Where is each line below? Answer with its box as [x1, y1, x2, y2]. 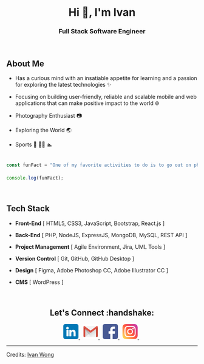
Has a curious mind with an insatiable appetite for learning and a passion [15, 75, 197, 82]
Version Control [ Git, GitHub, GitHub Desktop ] [15, 255, 135, 262]
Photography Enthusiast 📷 [15, 112, 83, 120]
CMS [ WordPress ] [15, 278, 64, 286]
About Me [6, 58, 44, 69]
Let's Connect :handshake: [49, 308, 155, 318]
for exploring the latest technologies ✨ [15, 81, 112, 89]
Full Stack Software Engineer [58, 27, 146, 36]
